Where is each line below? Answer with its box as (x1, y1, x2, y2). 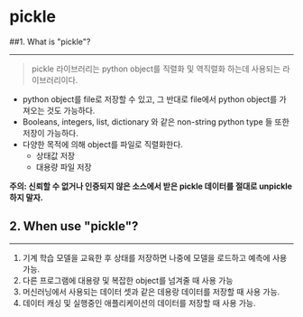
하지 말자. (9, 191, 43, 202)
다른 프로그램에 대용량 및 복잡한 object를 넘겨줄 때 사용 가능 (22, 275, 234, 285)
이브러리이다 (31, 74, 77, 85)
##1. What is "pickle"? (9, 36, 91, 47)
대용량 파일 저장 (35, 161, 92, 172)
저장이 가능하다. (22, 127, 78, 138)
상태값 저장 (35, 150, 75, 161)
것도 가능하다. (46, 105, 96, 116)
